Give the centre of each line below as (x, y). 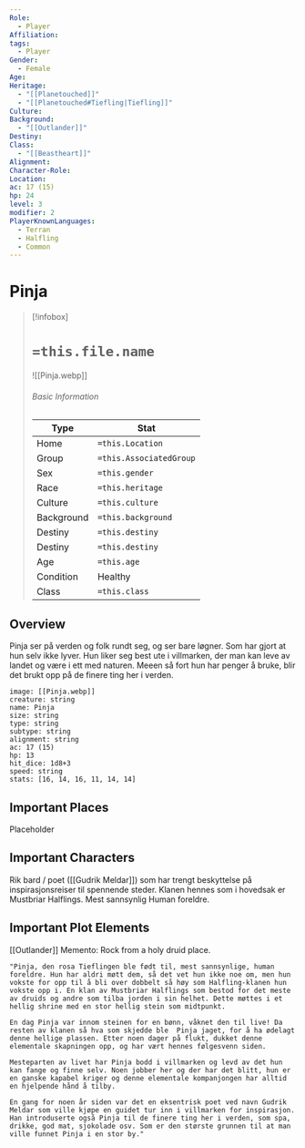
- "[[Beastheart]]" (55, 153)
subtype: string (40, 732)
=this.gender (125, 473)
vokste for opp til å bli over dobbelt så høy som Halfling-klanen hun (148, 982)
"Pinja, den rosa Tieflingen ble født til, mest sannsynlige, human (142, 967)
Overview (38, 624)
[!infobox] (50, 317)
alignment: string (44, 740)
